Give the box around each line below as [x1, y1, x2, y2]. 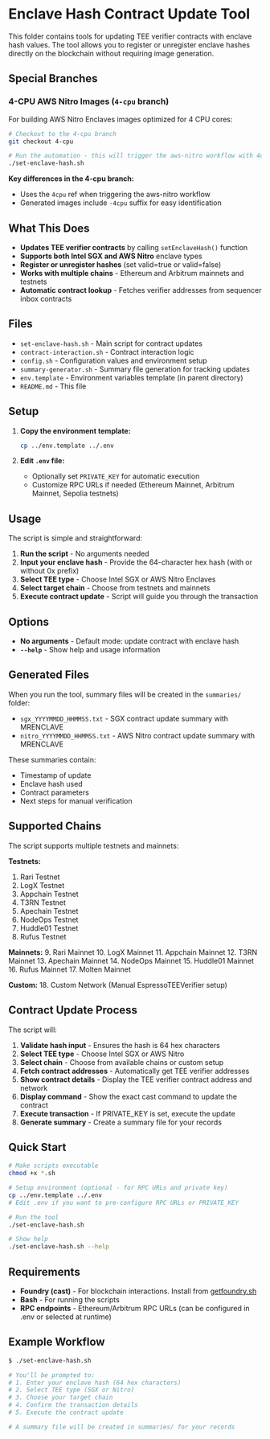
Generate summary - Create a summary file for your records [19, 1117, 223, 1127]
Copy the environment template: [19, 426, 131, 435]
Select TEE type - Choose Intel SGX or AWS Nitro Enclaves [19, 574, 216, 584]
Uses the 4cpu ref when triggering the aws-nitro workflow [19, 190, 211, 199]
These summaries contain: [8, 754, 96, 764]
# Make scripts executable [8, 1161, 99, 1170]
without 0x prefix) [19, 566, 80, 576]
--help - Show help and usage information [19, 645, 161, 655]
